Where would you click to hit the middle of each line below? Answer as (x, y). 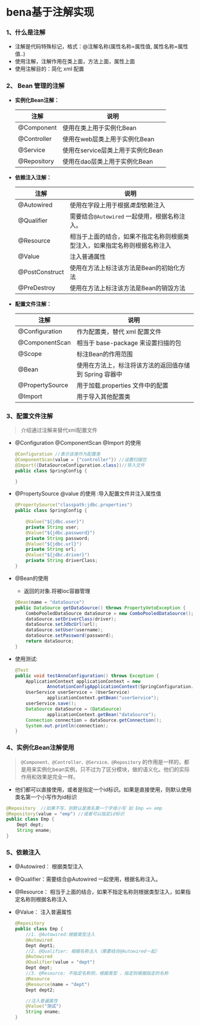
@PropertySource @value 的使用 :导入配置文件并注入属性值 (88, 494)
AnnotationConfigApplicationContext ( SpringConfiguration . (120, 687)
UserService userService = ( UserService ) (78, 692)
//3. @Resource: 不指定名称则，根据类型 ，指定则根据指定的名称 (97, 973)
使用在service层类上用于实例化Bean (113, 150)
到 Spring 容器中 (99, 374)
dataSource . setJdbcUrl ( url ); (62, 625)
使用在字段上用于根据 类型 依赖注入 (117, 205)
